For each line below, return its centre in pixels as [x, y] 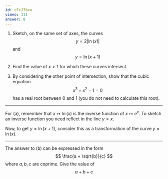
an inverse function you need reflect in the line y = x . [60, 119]
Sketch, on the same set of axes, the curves [58, 34]
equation [21, 82]
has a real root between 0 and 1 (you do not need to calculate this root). [86, 98]
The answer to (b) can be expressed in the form [54, 148]
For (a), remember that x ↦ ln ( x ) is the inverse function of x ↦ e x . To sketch [83, 113]
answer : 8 [15, 19]
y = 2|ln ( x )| [88, 41]
